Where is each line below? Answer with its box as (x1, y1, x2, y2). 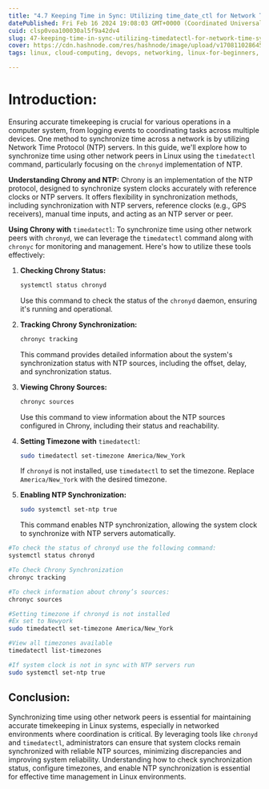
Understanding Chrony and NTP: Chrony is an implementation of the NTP (8, 175, 254, 184)
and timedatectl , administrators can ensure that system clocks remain (8, 738, 241, 747)
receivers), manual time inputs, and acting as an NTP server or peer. (8, 209, 234, 219)
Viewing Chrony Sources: (19, 382, 107, 392)
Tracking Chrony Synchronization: (19, 320, 138, 329)
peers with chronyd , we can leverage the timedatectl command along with (8, 233, 254, 243)
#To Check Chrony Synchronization (8, 566, 124, 574)
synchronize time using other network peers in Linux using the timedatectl (8, 151, 256, 160)
